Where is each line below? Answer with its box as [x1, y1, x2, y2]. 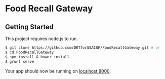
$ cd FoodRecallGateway [5, 50, 54, 55]
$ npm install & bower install [5, 54, 70, 59]
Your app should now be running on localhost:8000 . [5, 68, 111, 74]
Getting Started [5, 23, 54, 31]
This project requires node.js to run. [5, 36, 78, 41]
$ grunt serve [5, 59, 35, 64]
